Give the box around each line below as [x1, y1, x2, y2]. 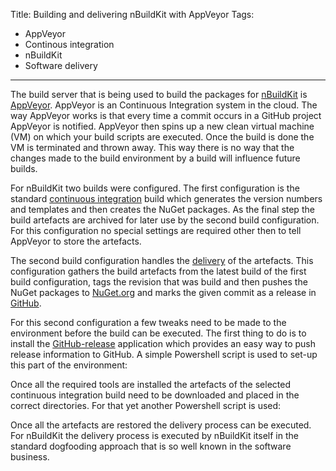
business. [10, 451, 50, 463]
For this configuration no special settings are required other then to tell [10, 225, 302, 236]
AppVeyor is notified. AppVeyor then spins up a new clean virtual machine [10, 120, 315, 132]
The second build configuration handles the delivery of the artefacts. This [10, 255, 314, 266]
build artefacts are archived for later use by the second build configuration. [10, 214, 320, 226]
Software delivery [24, 60, 98, 71]
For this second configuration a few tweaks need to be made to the [10, 317, 287, 328]
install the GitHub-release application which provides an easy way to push [10, 338, 316, 349]
